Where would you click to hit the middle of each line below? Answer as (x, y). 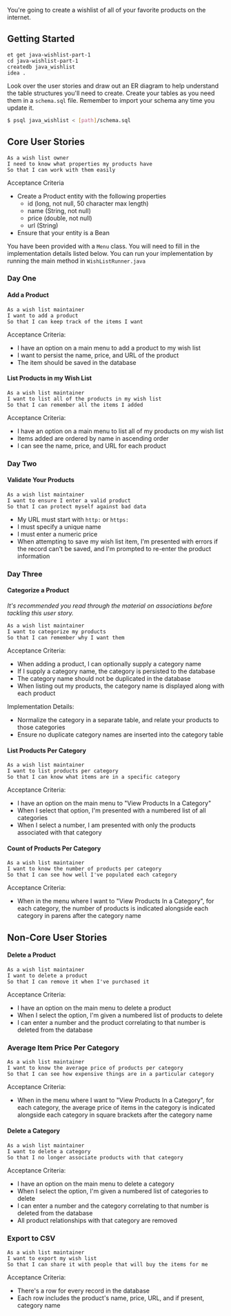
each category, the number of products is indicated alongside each (113, 908)
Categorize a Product (38, 590)
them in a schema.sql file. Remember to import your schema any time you (111, 100)
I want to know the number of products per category (84, 869)
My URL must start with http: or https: (73, 519)
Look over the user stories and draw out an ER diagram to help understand (113, 86)
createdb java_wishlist (41, 67)
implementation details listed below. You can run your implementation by (110, 253)
